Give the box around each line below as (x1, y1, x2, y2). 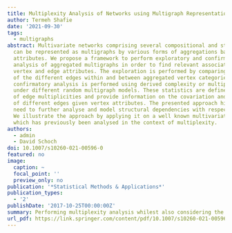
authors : (7, 125, 32, 132)
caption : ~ (13, 163, 45, 171)
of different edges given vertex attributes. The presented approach (13, 100, 217, 107)
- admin (13, 132, 36, 139)
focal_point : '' (13, 170, 60, 177)
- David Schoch (13, 139, 57, 145)
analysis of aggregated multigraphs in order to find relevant (13, 61, 199, 68)
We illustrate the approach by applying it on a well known (13, 112, 190, 119)
